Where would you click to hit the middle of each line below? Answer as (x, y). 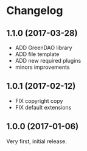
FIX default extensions (43, 107)
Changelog (35, 11)
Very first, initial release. (37, 141)
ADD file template (37, 54)
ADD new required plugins (48, 61)
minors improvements (42, 67)
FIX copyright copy (39, 100)
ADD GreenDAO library (43, 47)
